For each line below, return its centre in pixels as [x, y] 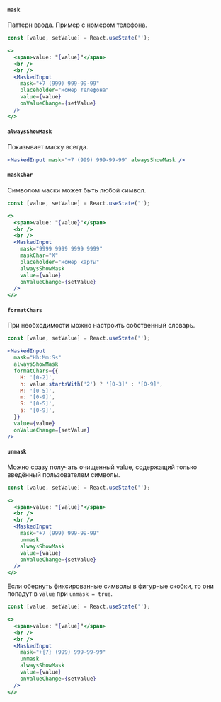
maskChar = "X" [39, 255]
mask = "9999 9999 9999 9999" [61, 249]
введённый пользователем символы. [64, 474]
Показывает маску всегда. [48, 146]
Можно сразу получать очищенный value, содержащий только [102, 467]
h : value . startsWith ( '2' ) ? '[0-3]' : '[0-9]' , [91, 384]
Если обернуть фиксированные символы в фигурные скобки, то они [110, 586]
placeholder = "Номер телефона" [65, 90]
